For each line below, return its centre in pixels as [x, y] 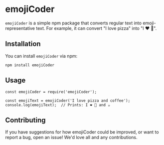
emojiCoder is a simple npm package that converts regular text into [74, 23]
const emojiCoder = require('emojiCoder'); [51, 92]
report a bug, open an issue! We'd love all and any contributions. [72, 138]
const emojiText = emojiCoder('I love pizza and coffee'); [68, 101]
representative [20, 28]
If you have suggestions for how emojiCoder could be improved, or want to [82, 132]
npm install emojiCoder [30, 65]
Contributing [25, 120]
